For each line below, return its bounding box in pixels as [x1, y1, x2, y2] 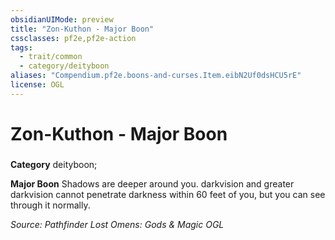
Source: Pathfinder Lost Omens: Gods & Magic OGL [10, 218, 225, 230]
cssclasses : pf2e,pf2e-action [10, 33, 137, 43]
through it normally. [10, 199, 91, 211]
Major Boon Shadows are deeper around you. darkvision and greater [10, 177, 295, 190]
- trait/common [19, 52, 83, 62]
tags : [10, 42, 33, 53]
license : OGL [10, 80, 65, 90]
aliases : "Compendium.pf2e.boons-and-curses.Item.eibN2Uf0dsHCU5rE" [10, 71, 302, 81]
